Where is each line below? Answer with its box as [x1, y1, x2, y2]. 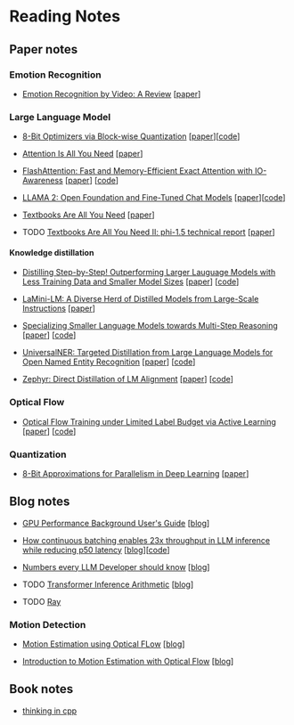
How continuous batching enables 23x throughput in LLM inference [21, 534, 270, 545]
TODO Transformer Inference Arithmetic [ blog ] [21, 579, 194, 590]
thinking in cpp [21, 705, 78, 716]
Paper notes [9, 42, 78, 57]
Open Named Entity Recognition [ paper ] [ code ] [21, 356, 196, 367]
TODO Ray [21, 596, 61, 607]
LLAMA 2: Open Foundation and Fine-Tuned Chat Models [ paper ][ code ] [21, 192, 286, 203]
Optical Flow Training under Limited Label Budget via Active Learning [21, 416, 276, 427]
